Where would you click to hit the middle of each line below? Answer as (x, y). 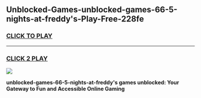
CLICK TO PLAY (29, 36)
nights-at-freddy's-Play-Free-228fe (75, 19)
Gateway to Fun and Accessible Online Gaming (66, 88)
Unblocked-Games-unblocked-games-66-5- (92, 10)
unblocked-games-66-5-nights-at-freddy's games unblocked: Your (93, 82)
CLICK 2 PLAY (27, 58)
